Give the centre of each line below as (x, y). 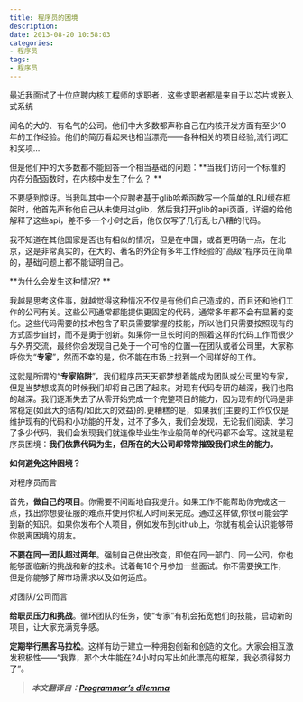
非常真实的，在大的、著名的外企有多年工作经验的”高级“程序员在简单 (166, 250)
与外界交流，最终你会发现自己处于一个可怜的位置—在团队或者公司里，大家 (147, 345)
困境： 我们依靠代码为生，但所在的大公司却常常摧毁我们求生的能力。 (151, 444)
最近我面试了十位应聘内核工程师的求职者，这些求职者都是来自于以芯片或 (143, 95)
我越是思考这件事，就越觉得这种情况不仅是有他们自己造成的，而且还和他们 (147, 300)
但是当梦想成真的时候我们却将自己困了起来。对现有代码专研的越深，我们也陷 (151, 387)
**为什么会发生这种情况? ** (60, 281)
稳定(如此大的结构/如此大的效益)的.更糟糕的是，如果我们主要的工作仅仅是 (153, 410)
